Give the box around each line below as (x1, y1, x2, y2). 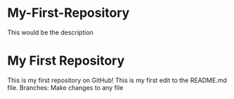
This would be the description (7, 28, 93, 37)
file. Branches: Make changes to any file (7, 83, 124, 92)
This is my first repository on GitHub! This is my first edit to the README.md (7, 76, 227, 84)
